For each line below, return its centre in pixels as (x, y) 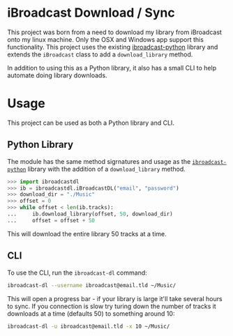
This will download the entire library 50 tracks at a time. (87, 234)
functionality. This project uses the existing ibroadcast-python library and (113, 47)
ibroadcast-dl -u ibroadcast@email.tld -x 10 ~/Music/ (89, 326)
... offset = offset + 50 (51, 220)
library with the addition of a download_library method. (107, 169)
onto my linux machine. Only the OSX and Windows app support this (106, 39)
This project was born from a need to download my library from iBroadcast (114, 32)
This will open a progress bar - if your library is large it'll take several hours (115, 298)
